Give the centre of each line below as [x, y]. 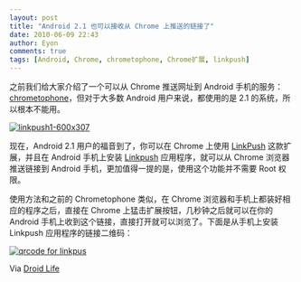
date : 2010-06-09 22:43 [54, 34]
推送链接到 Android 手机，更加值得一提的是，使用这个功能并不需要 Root [143, 169]
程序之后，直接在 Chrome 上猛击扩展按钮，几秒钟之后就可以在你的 [149, 210]
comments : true [38, 52]
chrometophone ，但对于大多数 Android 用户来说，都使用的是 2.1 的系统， [146, 98]
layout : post [34, 18]
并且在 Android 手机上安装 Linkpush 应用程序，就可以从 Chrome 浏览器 [157, 157]
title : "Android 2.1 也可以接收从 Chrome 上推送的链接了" [112, 26]
